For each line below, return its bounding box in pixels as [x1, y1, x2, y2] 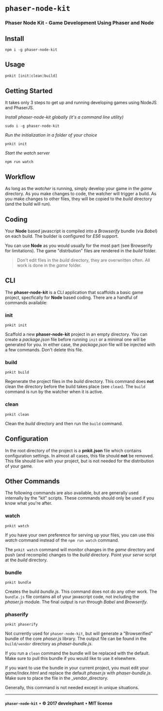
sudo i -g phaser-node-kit [5, 123, 60, 129]
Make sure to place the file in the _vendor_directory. [5, 675, 108, 681]
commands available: [5, 299, 48, 305]
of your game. [5, 463, 33, 469]
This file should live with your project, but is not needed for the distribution [5, 458, 154, 464]
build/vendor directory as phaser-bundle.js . [5, 641, 93, 647]
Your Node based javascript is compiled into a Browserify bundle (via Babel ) [5, 228, 158, 234]
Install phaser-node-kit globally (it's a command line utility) [5, 114, 124, 120]
